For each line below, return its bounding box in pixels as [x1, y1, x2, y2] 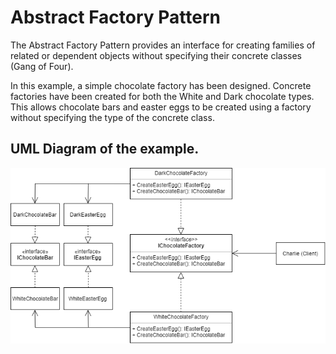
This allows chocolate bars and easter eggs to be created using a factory [10, 101, 312, 113]
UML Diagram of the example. [10, 141, 200, 158]
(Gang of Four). [10, 60, 74, 72]
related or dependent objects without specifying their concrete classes [10, 49, 302, 61]
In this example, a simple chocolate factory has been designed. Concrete [10, 79, 312, 91]
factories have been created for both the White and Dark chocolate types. [10, 90, 315, 102]
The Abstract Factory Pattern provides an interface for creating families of [10, 39, 316, 51]
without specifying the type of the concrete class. [10, 111, 215, 123]
